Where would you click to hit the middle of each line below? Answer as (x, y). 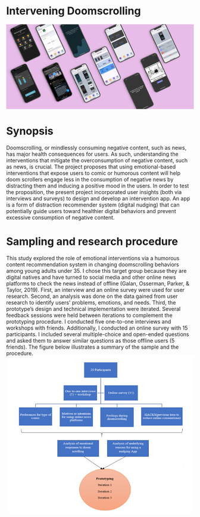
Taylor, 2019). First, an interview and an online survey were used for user (96, 290)
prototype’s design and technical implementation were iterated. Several (93, 309)
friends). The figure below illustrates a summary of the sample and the (93, 347)
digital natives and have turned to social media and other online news (91, 277)
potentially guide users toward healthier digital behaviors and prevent (91, 211)
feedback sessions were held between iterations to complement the (89, 315)
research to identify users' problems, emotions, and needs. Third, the (91, 302)
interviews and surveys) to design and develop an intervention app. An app (98, 198)
